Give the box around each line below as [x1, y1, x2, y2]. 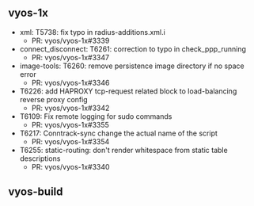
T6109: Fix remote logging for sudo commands [19, 111, 172, 121]
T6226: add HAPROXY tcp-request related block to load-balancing [19, 86, 237, 96]
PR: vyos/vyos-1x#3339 [31, 36, 110, 45]
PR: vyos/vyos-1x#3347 [31, 52, 109, 62]
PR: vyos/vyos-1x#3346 [31, 78, 110, 87]
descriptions [19, 154, 61, 163]
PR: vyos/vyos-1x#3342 [31, 103, 110, 113]
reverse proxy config [19, 94, 89, 104]
